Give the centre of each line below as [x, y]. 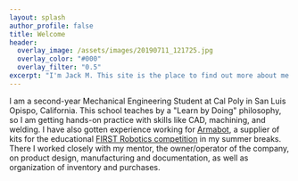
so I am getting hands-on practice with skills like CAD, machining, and [137, 119]
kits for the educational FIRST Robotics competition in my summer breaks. [145, 138]
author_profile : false [51, 26]
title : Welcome [37, 34]
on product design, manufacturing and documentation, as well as [129, 158]
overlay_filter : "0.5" [59, 68]
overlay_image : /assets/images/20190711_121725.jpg [116, 51]
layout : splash [37, 17]
